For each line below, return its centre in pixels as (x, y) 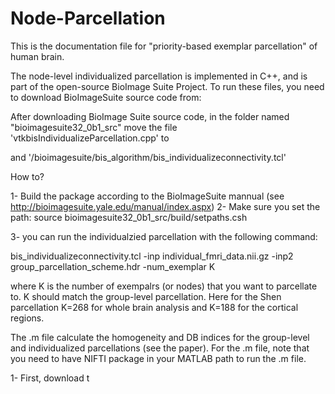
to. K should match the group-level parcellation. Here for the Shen (146, 296)
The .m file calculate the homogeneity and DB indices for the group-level (160, 337)
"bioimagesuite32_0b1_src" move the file (94, 127)
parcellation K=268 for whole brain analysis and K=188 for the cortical (154, 307)
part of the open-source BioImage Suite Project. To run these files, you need (167, 86)
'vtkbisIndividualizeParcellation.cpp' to (90, 138)
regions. (27, 318)
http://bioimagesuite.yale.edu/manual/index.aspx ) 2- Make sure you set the (165, 206)
